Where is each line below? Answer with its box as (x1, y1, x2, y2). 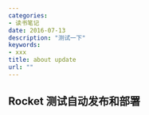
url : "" (8, 63, 34, 71)
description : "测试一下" (8, 33, 86, 42)
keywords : (8, 41, 41, 49)
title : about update (8, 56, 77, 64)
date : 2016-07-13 (8, 26, 66, 34)
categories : (8, 11, 48, 20)
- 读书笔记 (8, 19, 40, 27)
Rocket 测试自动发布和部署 (8, 94, 141, 108)
